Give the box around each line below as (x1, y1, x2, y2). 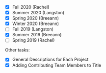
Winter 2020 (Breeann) (12, 21, 59, 26)
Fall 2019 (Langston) (12, 26, 54, 32)
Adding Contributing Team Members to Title (12, 62, 102, 68)
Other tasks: (5, 47, 30, 53)
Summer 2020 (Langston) (12, 10, 65, 16)
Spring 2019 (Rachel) (12, 37, 55, 43)
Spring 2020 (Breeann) (12, 15, 59, 21)
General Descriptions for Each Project (12, 56, 89, 63)
